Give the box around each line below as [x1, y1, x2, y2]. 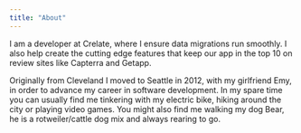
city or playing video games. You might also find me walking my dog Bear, [9, 103, 285, 114]
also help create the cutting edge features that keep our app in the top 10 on [9, 47, 293, 59]
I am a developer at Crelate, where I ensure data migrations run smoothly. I [9, 38, 287, 49]
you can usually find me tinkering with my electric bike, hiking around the [9, 94, 282, 105]
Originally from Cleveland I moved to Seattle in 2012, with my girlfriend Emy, [9, 74, 292, 86]
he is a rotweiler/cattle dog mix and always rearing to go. [9, 113, 221, 124]
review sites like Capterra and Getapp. [9, 57, 152, 68]
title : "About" [9, 13, 67, 23]
